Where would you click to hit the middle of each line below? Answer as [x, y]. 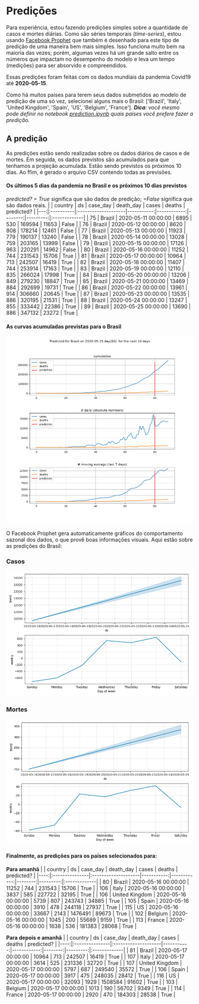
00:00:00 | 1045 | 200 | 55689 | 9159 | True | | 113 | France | [95, 919]
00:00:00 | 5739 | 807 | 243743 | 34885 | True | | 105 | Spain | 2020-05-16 [97, 900]
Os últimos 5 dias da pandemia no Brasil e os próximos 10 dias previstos [97, 186]
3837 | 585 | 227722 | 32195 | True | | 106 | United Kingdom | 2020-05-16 [96, 894]
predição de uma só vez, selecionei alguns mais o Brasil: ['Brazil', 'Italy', [94, 101]
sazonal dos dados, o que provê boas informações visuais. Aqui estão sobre [99, 540]
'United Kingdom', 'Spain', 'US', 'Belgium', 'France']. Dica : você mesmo [93, 107]
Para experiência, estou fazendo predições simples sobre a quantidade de [97, 27]
